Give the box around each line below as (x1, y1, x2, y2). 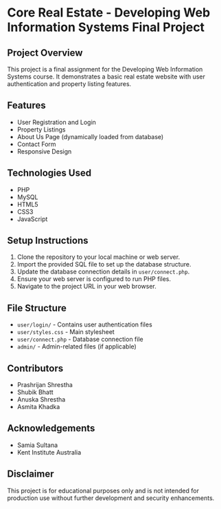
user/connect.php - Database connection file (16, 335, 143, 344)
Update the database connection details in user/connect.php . (16, 267, 190, 276)
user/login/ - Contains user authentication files (16, 320, 152, 329)
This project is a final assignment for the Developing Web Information (7, 65, 203, 73)
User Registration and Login (16, 118, 96, 126)
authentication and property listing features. (7, 80, 132, 87)
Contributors (7, 362, 64, 374)
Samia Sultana (16, 441, 58, 449)
